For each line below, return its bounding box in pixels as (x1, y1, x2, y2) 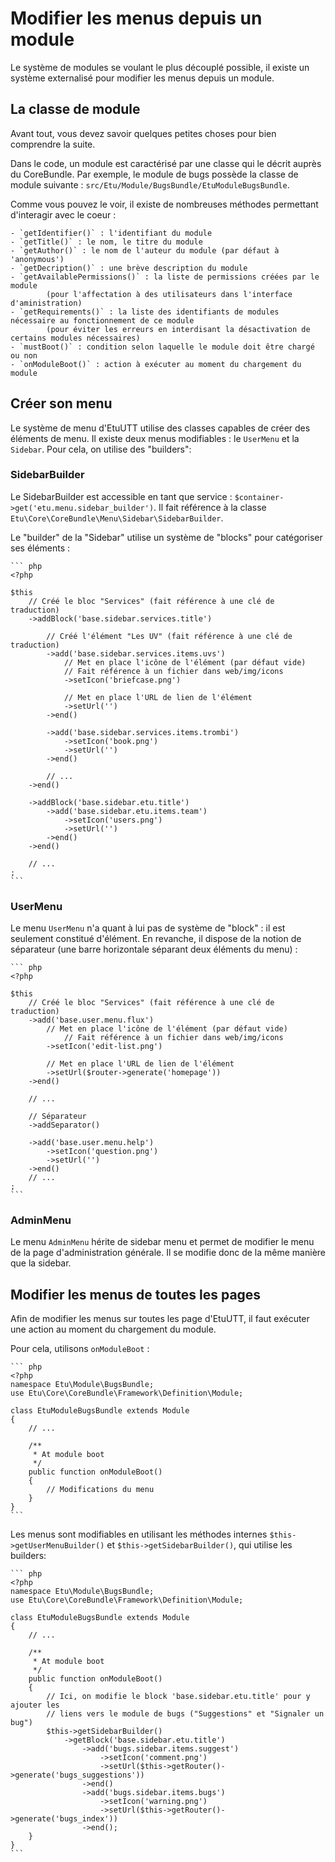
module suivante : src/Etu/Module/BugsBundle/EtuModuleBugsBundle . (10, 178, 290, 191)
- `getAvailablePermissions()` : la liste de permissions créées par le (10, 272, 320, 282)
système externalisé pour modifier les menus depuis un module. (10, 72, 275, 84)
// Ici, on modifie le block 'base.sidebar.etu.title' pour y (46, 1692, 311, 1702)
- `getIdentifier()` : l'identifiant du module (10, 228, 213, 238)
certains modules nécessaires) (10, 333, 141, 343)
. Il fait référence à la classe (153, 501, 267, 513)
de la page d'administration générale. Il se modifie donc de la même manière (10, 1247, 326, 1259)
